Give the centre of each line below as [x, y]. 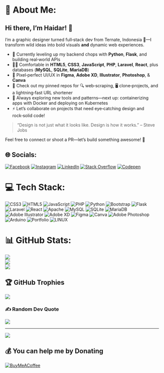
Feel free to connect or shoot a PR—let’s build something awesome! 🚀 [75, 139]
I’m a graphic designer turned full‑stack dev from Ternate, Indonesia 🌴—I [78, 39]
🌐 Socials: [21, 155]
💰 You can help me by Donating [54, 351]
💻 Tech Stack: [35, 187]
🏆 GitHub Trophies [35, 283]
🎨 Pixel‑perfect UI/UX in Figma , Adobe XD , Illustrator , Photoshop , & [81, 75]
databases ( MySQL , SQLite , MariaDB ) [51, 70]
